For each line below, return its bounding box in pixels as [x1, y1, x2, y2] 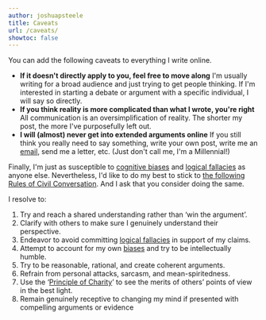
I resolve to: [8, 195, 47, 204]
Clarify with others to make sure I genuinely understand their [19, 218, 218, 228]
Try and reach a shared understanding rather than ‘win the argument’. [19, 210, 248, 219]
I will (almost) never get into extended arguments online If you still [19, 130, 242, 140]
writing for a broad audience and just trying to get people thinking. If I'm [19, 79, 256, 89]
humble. [19, 252, 47, 262]
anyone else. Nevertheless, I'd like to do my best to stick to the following [8, 171, 245, 180]
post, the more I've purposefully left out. [19, 121, 152, 131]
